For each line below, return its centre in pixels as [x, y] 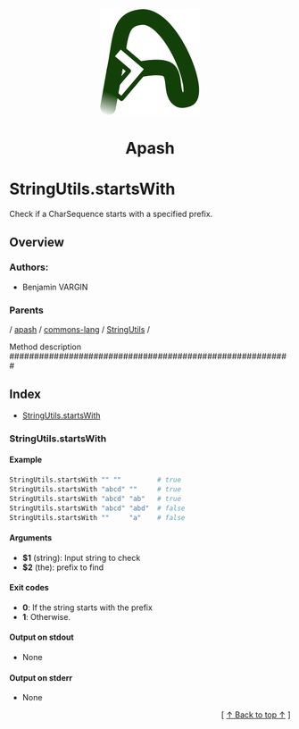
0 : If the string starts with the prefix [87, 607]
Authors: [29, 267]
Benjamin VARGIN [55, 287]
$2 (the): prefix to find [63, 567]
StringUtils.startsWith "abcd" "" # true [95, 489]
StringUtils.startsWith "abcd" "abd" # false [97, 508]
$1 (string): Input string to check [81, 557]
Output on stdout [42, 637]
